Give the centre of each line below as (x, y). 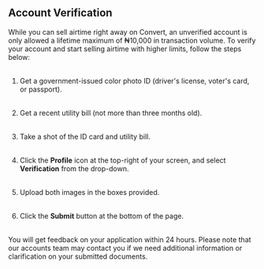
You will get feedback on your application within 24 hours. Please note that (130, 239)
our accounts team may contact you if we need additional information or (125, 248)
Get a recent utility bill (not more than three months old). (111, 113)
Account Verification (60, 13)
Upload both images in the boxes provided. (89, 192)
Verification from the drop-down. (74, 168)
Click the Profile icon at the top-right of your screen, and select (123, 160)
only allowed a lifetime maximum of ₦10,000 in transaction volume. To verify (132, 40)
